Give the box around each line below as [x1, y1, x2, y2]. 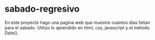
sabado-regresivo [4, 3, 80, 15]
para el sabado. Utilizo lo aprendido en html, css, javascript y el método [4, 24, 150, 30]
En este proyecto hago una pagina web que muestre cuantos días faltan [4, 20, 151, 25]
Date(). [4, 30, 19, 36]
